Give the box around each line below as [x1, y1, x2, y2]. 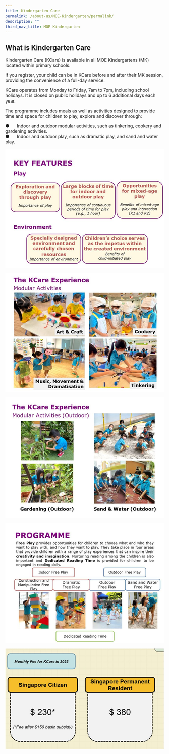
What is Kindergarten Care [5, 43, 91, 52]
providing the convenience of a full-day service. [5, 77, 105, 83]
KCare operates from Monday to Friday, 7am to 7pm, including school [5, 87, 149, 93]
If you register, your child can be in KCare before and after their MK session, [5, 72, 163, 78]
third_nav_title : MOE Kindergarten [5, 24, 80, 29]
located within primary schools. [5, 62, 71, 68]
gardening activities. [5, 128, 48, 134]
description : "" [5, 19, 39, 24]
